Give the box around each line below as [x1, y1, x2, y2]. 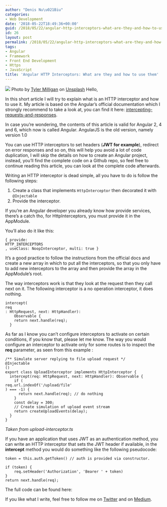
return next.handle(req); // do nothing [18, 391, 103, 396]
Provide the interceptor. [12, 198, 61, 204]
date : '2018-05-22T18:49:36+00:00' [5, 21, 79, 26]
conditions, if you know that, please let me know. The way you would [5, 336, 147, 342]
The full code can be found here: [5, 486, 73, 493]
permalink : [5, 40, 28, 45]
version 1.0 [5, 132, 27, 138]
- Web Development [5, 16, 43, 21]
